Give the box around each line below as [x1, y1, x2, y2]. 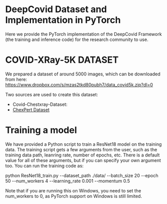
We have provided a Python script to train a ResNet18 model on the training [5, 141, 162, 147]
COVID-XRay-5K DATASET [5, 54, 119, 66]
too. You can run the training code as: [5, 162, 84, 169]
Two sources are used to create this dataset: [5, 91, 98, 97]
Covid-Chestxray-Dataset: [12, 101, 68, 107]
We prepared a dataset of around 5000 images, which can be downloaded [5, 71, 161, 77]
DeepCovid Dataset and [5, 4, 107, 15]
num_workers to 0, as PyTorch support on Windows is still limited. [5, 193, 142, 199]
